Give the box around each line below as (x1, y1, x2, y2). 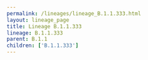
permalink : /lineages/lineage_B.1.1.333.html (6, 10, 141, 17)
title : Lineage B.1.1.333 (6, 23, 82, 30)
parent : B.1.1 (6, 36, 48, 43)
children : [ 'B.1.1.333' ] (6, 42, 79, 49)
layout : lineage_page (6, 17, 70, 23)
